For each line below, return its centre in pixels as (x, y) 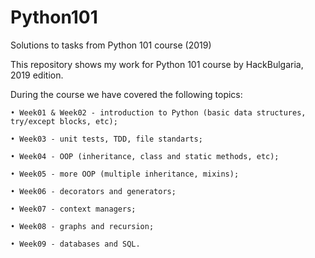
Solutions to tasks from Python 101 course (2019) (111, 45)
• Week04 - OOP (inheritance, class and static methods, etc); (145, 156)
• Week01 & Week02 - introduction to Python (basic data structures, (158, 112)
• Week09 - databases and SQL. (75, 244)
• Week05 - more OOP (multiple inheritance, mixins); (125, 174)
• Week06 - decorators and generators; (93, 191)
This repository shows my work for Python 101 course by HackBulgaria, (157, 64)
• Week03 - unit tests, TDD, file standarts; (106, 139)
